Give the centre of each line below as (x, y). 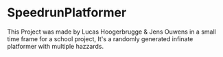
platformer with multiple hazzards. (56, 46)
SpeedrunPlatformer (67, 13)
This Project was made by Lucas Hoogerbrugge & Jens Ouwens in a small (111, 32)
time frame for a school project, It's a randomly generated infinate (100, 38)
